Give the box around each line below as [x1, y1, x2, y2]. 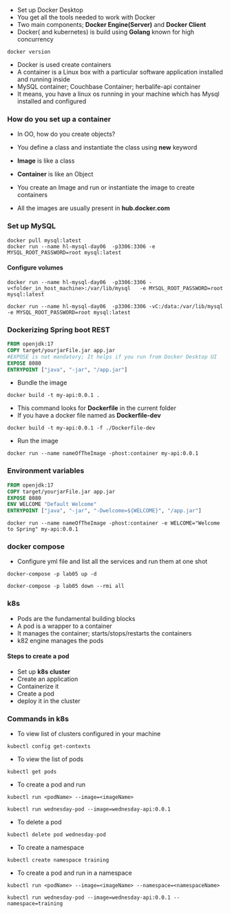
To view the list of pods [17, 755, 84, 764]
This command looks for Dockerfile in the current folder [17, 404, 177, 412]
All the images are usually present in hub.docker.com [17, 204, 170, 212]
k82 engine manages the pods [17, 636, 104, 644]
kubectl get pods [7, 769, 57, 775]
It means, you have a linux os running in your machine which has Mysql [17, 90, 220, 98]
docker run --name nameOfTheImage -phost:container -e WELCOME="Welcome [7, 520, 220, 527]
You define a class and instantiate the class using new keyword [17, 143, 198, 152]
